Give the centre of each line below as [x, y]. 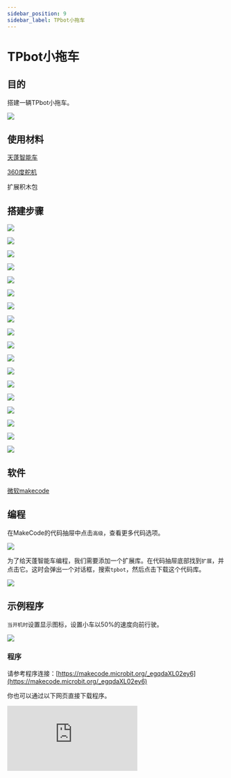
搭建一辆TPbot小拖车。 [40, 102]
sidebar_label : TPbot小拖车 [46, 20]
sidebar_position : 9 [37, 14]
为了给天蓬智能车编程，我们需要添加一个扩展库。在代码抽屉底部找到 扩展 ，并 [115, 561]
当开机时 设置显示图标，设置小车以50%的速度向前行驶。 [85, 624]
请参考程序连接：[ [33, 673]
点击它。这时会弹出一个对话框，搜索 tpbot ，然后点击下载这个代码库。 [106, 569]
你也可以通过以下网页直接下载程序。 [59, 695]
